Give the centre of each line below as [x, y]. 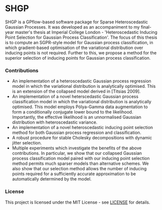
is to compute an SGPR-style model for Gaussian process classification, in [79, 42]
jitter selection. [27, 143]
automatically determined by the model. [52, 179]
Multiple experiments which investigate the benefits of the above [77, 148]
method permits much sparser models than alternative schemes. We [80, 163]
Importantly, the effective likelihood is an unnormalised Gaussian [77, 117]
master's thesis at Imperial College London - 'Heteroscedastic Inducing [86, 32]
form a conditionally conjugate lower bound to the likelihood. [73, 112]
